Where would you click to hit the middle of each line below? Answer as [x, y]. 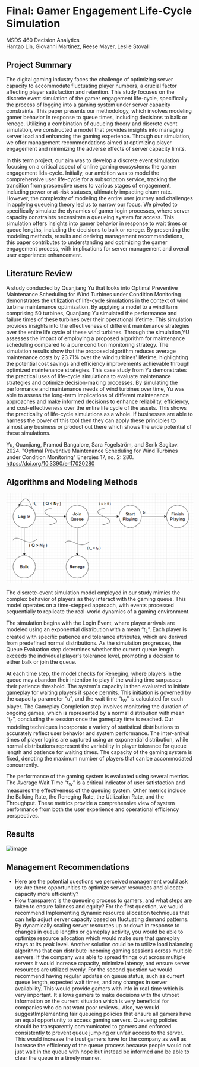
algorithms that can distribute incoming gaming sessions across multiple [103, 951]
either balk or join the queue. [41, 662]
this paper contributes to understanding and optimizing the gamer [87, 242]
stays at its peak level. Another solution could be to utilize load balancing [104, 945]
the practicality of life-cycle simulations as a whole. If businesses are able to [99, 414]
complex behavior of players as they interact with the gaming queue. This [96, 599]
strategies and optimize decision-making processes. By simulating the [92, 382]
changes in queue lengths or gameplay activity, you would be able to [99, 932]
